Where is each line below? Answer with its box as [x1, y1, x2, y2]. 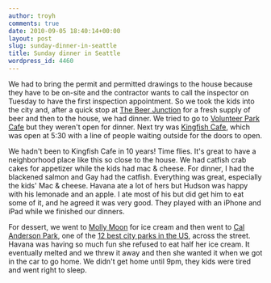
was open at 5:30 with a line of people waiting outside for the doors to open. [8, 130, 262, 140]
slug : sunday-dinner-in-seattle [8, 42, 117, 50]
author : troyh [8, 11, 56, 20]
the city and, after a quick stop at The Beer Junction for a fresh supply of [8, 104, 251, 114]
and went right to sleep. [8, 264, 87, 275]
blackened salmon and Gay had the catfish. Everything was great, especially [8, 171, 262, 182]
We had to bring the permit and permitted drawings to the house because [8, 78, 252, 89]
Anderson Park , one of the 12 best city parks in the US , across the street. [8, 230, 251, 240]
